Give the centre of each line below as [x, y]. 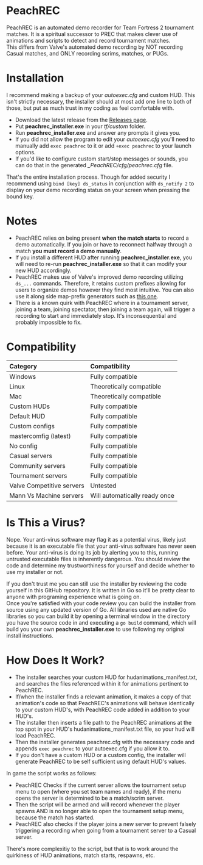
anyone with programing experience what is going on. [74, 597]
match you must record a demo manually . [68, 251]
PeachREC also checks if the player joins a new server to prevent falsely [105, 824]
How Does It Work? [56, 660]
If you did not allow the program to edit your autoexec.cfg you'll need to [105, 139]
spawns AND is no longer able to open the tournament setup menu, [99, 811]
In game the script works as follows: [52, 773]
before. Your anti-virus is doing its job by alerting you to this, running [92, 552]
